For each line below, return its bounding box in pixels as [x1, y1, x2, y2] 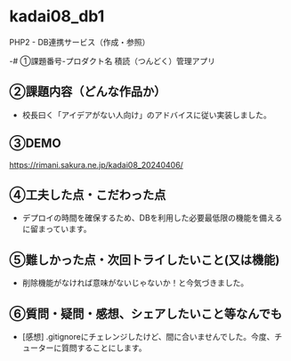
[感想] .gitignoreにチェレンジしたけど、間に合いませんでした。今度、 [21, 332, 275, 341]
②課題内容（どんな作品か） [9, 84, 166, 100]
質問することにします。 [61, 342, 147, 353]
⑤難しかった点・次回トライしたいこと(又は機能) [9, 252, 280, 268]
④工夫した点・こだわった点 [9, 187, 166, 202]
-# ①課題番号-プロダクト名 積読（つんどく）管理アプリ [9, 55, 216, 66]
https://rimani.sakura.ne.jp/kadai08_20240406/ [9, 159, 184, 170]
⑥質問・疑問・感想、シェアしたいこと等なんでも [9, 306, 283, 321]
